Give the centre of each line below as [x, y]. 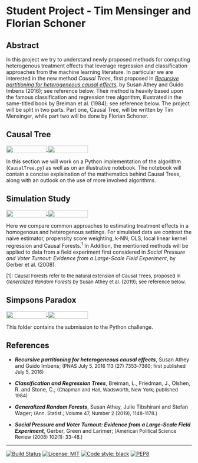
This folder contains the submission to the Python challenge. [80, 327]
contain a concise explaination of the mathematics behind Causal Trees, [93, 174]
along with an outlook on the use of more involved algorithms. [81, 180]
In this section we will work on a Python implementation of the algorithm [94, 161]
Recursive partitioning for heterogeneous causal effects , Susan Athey [102, 360]
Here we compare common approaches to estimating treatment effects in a [97, 225]
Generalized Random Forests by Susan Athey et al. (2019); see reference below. [96, 281]
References [28, 345]
